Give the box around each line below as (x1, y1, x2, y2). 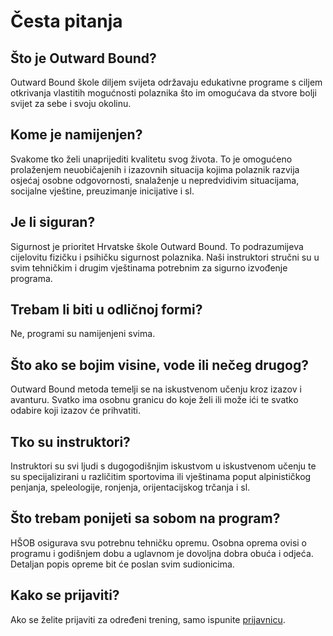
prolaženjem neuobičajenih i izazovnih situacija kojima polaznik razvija (10, 163, 300, 175)
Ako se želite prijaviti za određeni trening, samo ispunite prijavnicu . (10, 613, 286, 625)
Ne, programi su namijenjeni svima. (10, 328, 156, 340)
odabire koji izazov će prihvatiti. (10, 405, 142, 417)
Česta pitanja (10, 10, 123, 33)
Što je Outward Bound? (10, 50, 157, 67)
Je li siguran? (10, 214, 96, 231)
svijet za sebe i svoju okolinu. (10, 98, 132, 109)
